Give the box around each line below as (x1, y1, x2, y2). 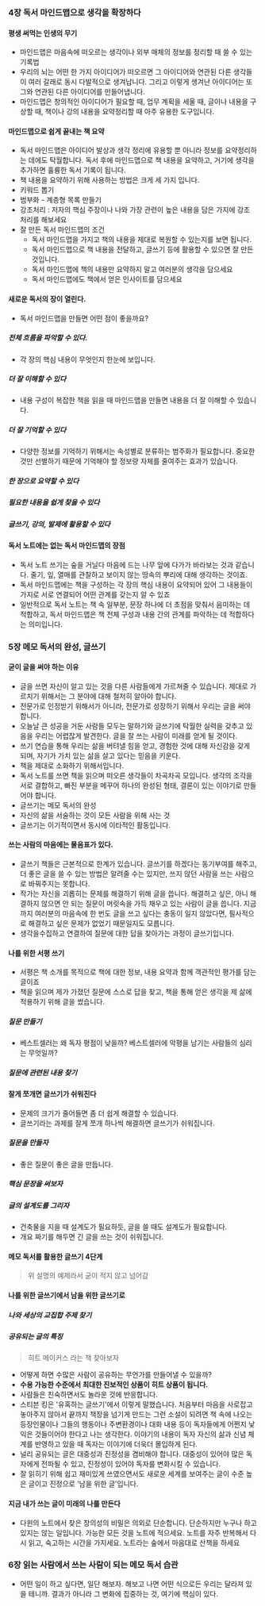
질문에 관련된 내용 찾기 (8, 1067, 78, 1077)
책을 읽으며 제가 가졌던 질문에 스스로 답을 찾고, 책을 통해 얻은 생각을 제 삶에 (19, 987, 252, 997)
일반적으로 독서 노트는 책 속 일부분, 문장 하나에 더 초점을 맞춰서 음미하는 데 (19, 599, 251, 609)
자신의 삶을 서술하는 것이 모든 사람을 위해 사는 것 (19, 810, 171, 820)
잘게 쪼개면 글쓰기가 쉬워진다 (8, 1089, 97, 1099)
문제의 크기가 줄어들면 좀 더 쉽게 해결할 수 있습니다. (19, 1108, 179, 1118)
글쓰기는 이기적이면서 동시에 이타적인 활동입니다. (19, 820, 171, 830)
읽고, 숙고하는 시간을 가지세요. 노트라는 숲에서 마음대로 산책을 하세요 (28, 1538, 240, 1547)
